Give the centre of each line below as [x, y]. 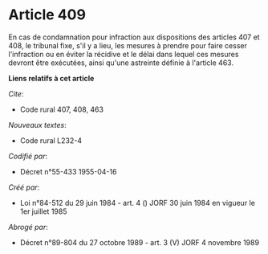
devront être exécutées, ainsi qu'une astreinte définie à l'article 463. [121, 63]
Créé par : [24, 187]
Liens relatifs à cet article [51, 78]
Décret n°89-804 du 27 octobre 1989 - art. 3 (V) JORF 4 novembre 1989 [139, 242]
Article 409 [47, 15]
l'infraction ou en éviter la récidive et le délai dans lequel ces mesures [124, 54]
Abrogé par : [28, 227]
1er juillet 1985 [43, 211]
